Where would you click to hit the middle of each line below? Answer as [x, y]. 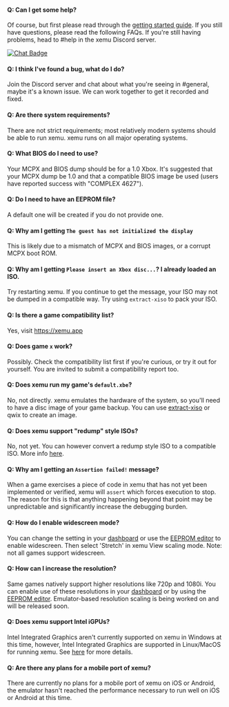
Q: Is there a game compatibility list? [61, 315]
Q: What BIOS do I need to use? [53, 154]
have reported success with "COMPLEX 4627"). [75, 183]
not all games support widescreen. [56, 553]
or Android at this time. [40, 698]
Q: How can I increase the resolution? [62, 569]
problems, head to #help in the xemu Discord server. [82, 40]
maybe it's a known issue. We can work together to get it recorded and [108, 92]
